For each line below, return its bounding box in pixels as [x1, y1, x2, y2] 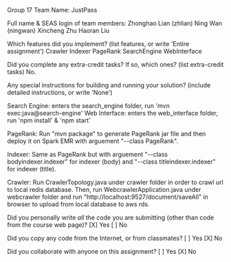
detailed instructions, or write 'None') [7, 89, 113, 96]
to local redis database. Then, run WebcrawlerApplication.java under [7, 186, 201, 193]
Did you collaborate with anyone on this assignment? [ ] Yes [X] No [7, 248, 197, 255]
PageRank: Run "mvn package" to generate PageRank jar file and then [7, 130, 206, 138]
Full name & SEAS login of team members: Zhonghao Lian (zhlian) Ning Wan [7, 19, 222, 27]
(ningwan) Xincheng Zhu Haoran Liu [7, 27, 110, 34]
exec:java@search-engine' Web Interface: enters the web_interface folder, [7, 109, 219, 117]
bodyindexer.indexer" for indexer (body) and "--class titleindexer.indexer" [7, 157, 217, 166]
